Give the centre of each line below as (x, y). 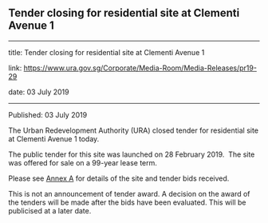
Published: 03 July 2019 (48, 114)
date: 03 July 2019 (39, 92)
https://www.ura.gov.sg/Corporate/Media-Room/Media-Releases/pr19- (140, 68)
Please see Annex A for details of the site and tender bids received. (119, 178)
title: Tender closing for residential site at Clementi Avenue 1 (106, 52)
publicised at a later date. (50, 210)
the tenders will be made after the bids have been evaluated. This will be (127, 202)
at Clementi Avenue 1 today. (54, 138)
